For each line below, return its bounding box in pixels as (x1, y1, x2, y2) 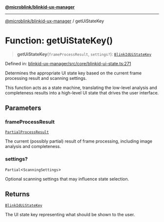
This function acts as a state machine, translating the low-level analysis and (5, 85, 157, 91)
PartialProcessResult (5, 129, 49, 134)
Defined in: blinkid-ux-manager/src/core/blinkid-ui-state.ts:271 (5, 60, 131, 66)
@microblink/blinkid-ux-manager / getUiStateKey (5, 18, 104, 24)
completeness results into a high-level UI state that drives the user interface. (5, 90, 159, 95)
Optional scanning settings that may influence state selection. (5, 176, 129, 182)
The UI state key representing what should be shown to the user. (5, 211, 135, 217)
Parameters (5, 104, 41, 112)
